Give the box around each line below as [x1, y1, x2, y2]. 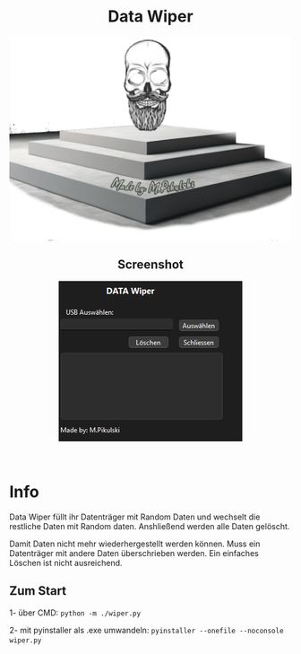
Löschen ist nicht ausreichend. [9, 557, 123, 568]
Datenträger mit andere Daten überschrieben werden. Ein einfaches [9, 547, 260, 558]
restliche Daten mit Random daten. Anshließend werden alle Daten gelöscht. [9, 520, 290, 531]
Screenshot [117, 257, 184, 272]
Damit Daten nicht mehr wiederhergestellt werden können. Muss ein [9, 538, 261, 549]
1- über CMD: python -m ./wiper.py [9, 607, 142, 618]
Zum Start [9, 583, 67, 598]
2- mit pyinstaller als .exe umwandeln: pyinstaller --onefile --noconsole [9, 624, 284, 635]
